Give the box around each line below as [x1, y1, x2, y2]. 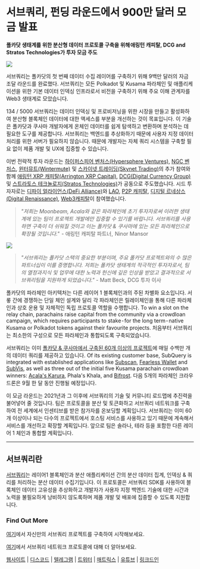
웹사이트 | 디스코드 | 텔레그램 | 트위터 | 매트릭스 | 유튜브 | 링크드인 [6, 556, 160, 563]
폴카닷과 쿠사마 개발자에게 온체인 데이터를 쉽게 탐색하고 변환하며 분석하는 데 [12, 122, 189, 130]
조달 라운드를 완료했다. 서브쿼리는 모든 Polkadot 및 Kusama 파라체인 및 [6, 80, 173, 87]
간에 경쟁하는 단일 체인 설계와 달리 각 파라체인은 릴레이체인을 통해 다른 [12, 296, 176, 303]
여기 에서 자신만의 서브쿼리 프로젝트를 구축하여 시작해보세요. [6, 531, 145, 538]
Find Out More [6, 516, 49, 524]
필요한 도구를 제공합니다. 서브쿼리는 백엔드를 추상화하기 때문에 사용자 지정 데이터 [6, 130, 194, 137]
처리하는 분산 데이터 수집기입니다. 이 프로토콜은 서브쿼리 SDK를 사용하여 [17, 478, 186, 485]
